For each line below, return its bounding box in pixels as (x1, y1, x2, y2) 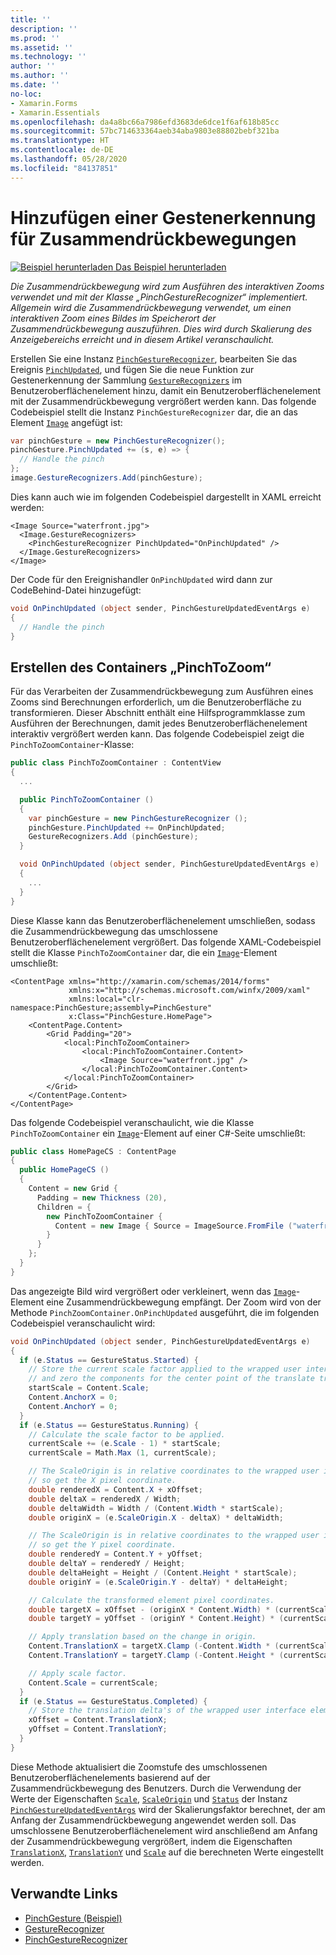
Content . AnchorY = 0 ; (28, 1401, 118, 1411)
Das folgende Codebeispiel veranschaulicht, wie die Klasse (10, 1116, 255, 1128)
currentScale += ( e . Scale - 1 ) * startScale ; (28, 1439, 222, 1449)
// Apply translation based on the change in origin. (28, 1632, 257, 1642)
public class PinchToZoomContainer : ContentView (10, 758, 222, 768)
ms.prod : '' (10, 33, 60, 43)
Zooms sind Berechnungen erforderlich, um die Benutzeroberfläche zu (10, 696, 302, 708)
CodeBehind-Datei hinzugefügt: (10, 584, 142, 596)
